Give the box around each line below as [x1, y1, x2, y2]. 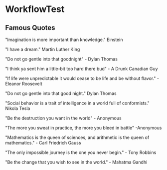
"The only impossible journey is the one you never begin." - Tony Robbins [5, 149, 157, 155]
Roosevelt [21, 81, 42, 86]
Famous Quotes [5, 23, 56, 32]
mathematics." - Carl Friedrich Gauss [5, 140, 81, 145]
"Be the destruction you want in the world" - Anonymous [5, 115, 122, 121]
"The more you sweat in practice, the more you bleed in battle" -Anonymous [5, 125, 162, 130]
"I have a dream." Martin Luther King [5, 46, 80, 52]
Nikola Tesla [5, 105, 30, 111]
